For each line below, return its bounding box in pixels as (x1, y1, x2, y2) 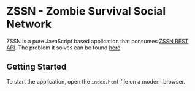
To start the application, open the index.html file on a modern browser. (6, 78, 186, 85)
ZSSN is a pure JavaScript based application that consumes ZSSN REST (6, 37, 189, 45)
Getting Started (6, 62, 67, 72)
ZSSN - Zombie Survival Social (6, 4, 166, 18)
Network (6, 17, 52, 31)
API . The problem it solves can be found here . (6, 44, 123, 51)
